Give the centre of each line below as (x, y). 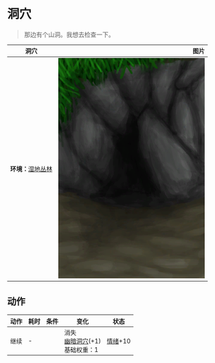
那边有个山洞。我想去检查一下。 (69, 34)
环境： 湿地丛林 (31, 169)
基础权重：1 (81, 349)
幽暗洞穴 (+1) (83, 341)
